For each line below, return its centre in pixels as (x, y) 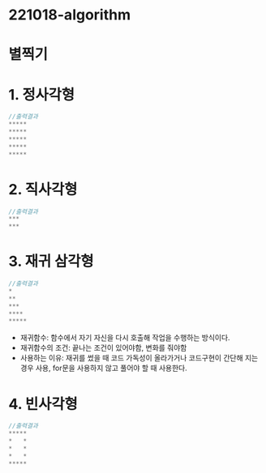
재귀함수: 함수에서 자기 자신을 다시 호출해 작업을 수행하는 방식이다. (125, 338)
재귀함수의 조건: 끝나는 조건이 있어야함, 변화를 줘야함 (103, 348)
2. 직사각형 (43, 189)
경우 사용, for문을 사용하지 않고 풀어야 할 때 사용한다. (104, 368)
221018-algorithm (70, 15)
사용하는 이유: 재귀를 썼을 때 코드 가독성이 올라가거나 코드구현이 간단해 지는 (139, 358)
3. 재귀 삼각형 (51, 262)
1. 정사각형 (42, 94)
